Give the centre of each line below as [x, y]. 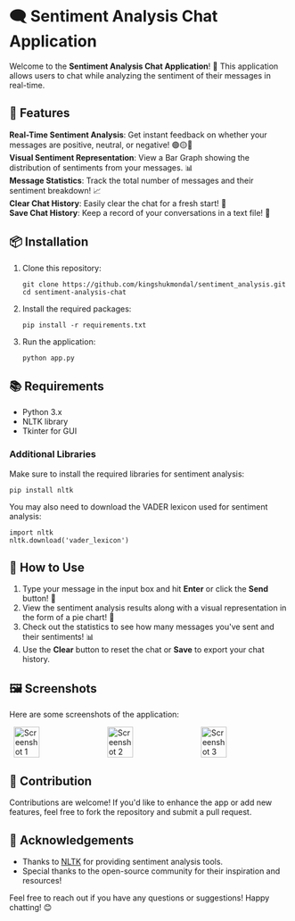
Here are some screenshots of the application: [94, 715]
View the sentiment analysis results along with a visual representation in [154, 608]
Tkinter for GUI [49, 431]
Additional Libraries [53, 454]
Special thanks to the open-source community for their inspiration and [151, 871]
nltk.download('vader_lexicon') [69, 540]
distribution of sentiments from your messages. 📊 [101, 167]
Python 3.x [42, 412]
